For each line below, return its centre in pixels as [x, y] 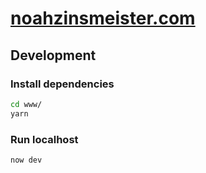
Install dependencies [62, 84]
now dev [26, 160]
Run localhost [44, 139]
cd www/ [26, 104]
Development [53, 55]
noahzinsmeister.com [103, 18]
